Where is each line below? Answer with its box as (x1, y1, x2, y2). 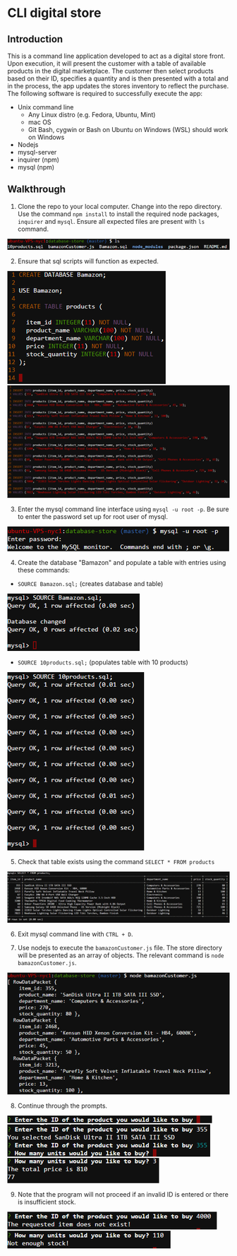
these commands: (17, 566, 71, 575)
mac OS (28, 118, 51, 126)
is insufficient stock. (17, 1197, 76, 1206)
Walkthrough (7, 184, 66, 196)
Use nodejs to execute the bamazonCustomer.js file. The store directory (17, 944, 222, 952)
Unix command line (17, 103, 74, 111)
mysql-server (17, 148, 57, 156)
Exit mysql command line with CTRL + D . (17, 930, 133, 938)
